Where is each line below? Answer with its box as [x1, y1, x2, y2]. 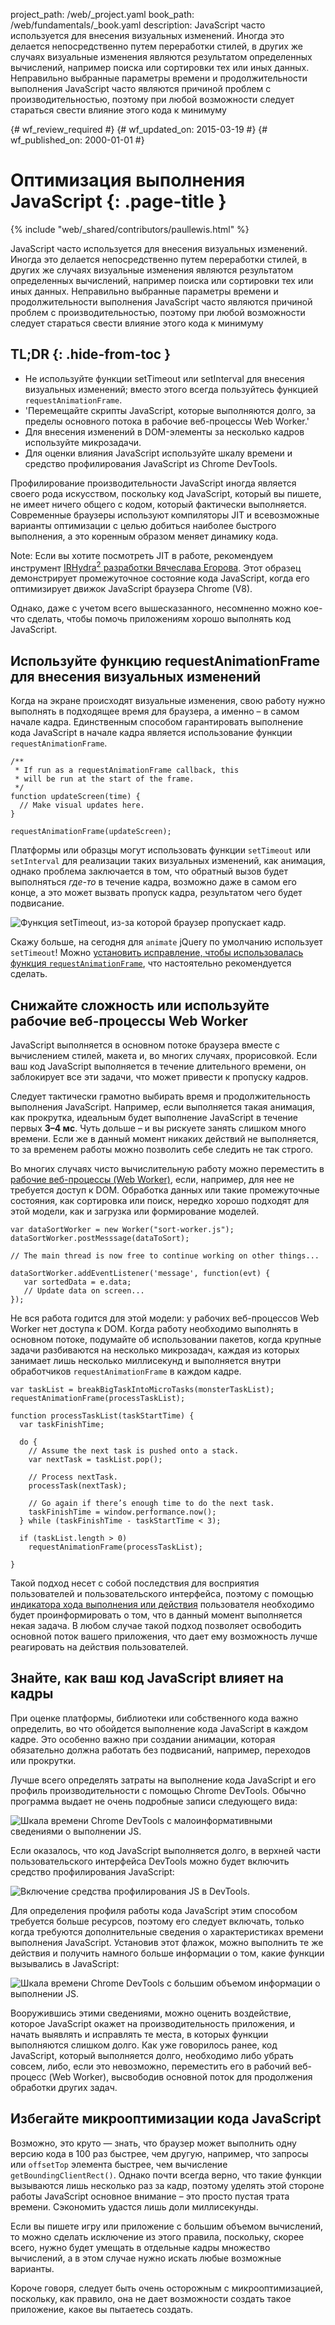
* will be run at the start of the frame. [14, 774, 195, 784]
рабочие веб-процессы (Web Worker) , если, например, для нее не [10, 1174, 295, 1186]
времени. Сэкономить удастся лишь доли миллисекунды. [10, 2200, 259, 2213]
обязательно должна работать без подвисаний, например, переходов [10, 1744, 311, 1756]
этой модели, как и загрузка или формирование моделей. [10, 1205, 260, 1218]
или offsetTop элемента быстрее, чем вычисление [10, 2158, 228, 2170]
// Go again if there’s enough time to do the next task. [28, 1499, 275, 1509]
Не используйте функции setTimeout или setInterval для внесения [24, 372, 305, 384]
